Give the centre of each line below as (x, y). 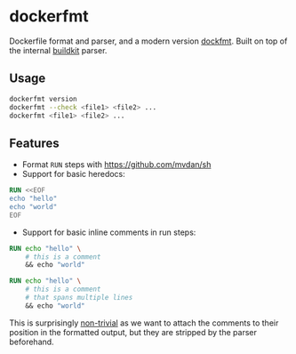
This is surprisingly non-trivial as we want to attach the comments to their (144, 323)
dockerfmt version (43, 99)
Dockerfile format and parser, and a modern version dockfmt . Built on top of (148, 41)
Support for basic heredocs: (74, 174)
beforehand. (32, 342)
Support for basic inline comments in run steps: (109, 232)
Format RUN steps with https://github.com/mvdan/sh (116, 165)
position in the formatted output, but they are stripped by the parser (133, 332)
